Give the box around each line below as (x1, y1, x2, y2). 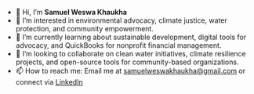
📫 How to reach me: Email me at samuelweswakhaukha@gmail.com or (15, 67, 246, 75)
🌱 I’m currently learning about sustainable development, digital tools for (15, 32, 247, 42)
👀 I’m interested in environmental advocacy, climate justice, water (15, 16, 227, 25)
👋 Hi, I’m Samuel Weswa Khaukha (15, 8, 128, 16)
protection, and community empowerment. (15, 24, 154, 33)
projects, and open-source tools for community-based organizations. (15, 57, 239, 67)
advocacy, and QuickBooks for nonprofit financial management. (15, 41, 222, 50)
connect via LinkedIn (15, 78, 84, 86)
